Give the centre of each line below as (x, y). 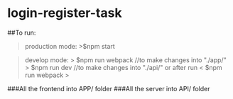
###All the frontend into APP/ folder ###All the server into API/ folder (109, 88)
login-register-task (65, 13)
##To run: (22, 33)
